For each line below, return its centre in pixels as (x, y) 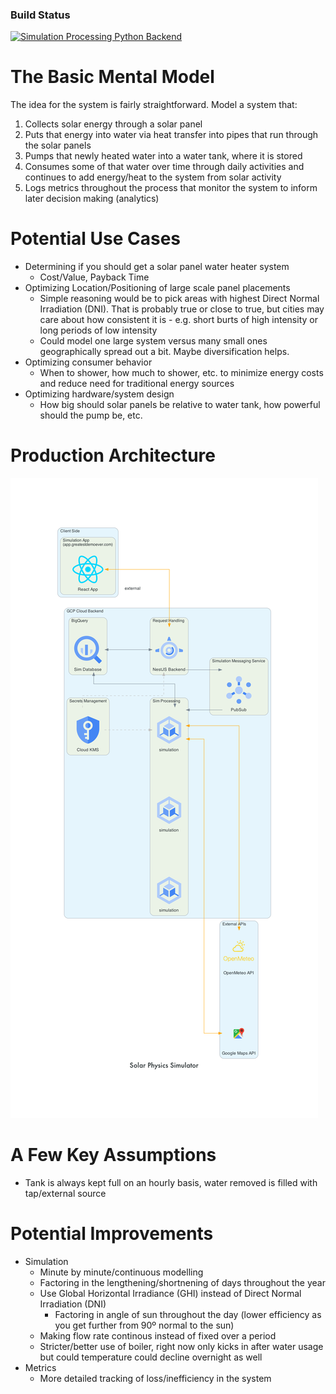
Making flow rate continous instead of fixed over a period (158, 1335)
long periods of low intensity (98, 330)
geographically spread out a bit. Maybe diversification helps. (164, 352)
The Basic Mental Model (112, 77)
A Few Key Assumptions (113, 1155)
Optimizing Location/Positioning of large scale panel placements (157, 288)
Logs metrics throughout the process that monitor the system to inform (171, 188)
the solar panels (58, 145)
